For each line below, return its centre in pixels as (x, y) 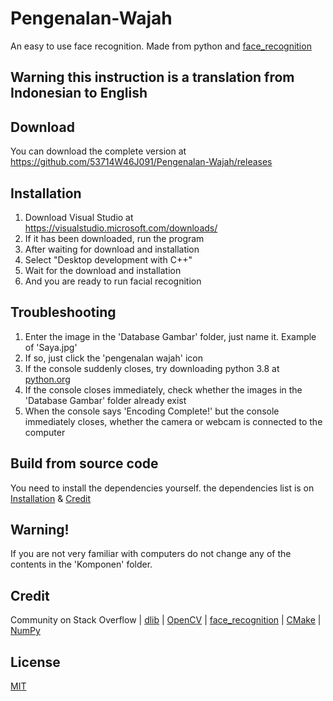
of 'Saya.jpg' (51, 347)
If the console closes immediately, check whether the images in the (163, 389)
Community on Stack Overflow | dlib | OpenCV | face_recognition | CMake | (166, 620)
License (35, 662)
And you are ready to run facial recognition (113, 281)
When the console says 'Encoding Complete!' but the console (152, 411)
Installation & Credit (51, 498)
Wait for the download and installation (103, 270)
